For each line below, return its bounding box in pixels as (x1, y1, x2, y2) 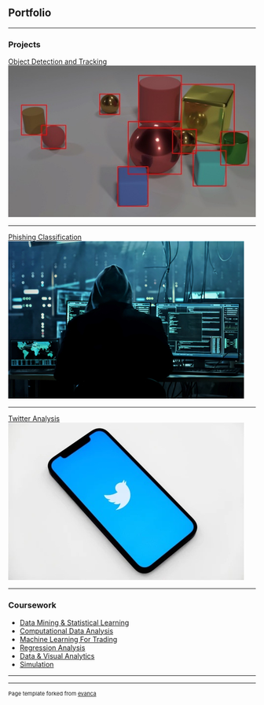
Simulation (19, 659, 54, 669)
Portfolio (8, 6, 52, 20)
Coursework (8, 600, 57, 611)
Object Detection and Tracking (8, 57, 108, 66)
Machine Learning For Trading (19, 634, 118, 644)
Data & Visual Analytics (19, 651, 95, 660)
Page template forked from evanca (8, 689, 97, 697)
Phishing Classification (8, 232, 82, 242)
